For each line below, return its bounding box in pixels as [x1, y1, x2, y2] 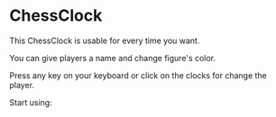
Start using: [9, 96, 52, 108]
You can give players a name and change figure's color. [9, 52, 216, 63]
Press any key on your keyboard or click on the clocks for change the [9, 69, 268, 81]
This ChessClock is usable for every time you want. [9, 35, 200, 46]
